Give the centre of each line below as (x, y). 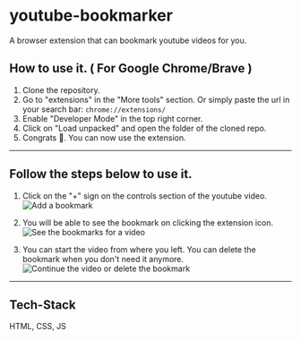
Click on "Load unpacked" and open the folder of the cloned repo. (144, 128)
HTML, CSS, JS (38, 327)
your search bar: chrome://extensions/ (94, 109)
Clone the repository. (61, 89)
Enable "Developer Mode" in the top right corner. (112, 118)
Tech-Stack (43, 305)
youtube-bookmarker (91, 16)
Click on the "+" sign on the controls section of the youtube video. (144, 195)
